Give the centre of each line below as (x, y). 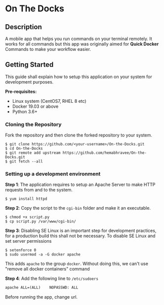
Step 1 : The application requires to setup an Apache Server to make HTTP (80, 185)
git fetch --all (26, 162)
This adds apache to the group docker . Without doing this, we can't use (77, 264)
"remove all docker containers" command (47, 269)
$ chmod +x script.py (27, 217)
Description (23, 27)
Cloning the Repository (33, 124)
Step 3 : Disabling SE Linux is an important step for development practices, (81, 231)
